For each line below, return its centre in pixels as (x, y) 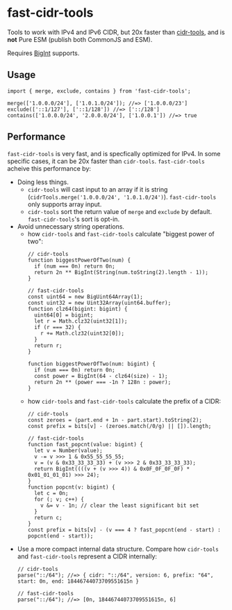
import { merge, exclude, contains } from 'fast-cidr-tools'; (99, 91)
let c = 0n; (51, 493)
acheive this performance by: (49, 168)
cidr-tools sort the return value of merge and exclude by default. (120, 211)
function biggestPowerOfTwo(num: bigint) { (92, 364)
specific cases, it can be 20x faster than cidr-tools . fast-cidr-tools (106, 161)
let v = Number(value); (68, 450)
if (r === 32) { (57, 327)
